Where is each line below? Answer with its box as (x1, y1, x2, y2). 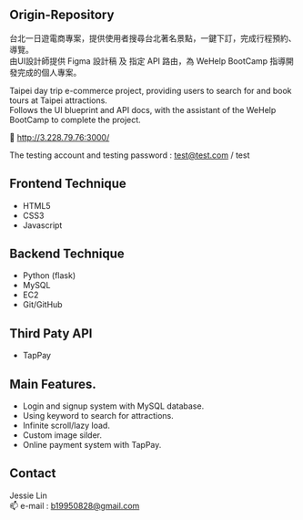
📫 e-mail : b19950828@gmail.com (9, 500, 140, 511)
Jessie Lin (9, 490, 48, 501)
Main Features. (9, 376, 97, 391)
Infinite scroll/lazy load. (22, 420, 111, 432)
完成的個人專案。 (16, 67, 82, 78)
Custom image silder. (22, 430, 103, 441)
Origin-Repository (9, 7, 115, 23)
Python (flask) (22, 270, 76, 281)
